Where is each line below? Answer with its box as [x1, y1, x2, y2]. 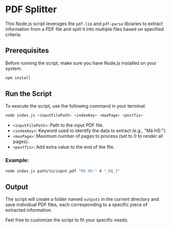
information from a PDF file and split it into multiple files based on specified [5, 26, 164, 32]
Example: [5, 157, 29, 164]
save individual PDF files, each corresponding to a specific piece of [5, 201, 147, 208]
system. [5, 65, 22, 71]
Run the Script [5, 90, 52, 98]
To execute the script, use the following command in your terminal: [5, 103, 146, 109]
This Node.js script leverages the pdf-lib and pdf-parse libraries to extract [5, 20, 163, 27]
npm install [5, 75, 31, 80]
